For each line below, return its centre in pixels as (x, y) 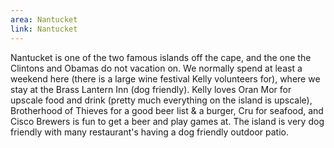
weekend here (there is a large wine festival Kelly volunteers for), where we (165, 78)
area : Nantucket (44, 19)
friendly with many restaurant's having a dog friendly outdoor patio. (149, 132)
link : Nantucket (44, 29)
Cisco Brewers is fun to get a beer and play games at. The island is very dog (167, 121)
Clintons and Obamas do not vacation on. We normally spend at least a (156, 68)
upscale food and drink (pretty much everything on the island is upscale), (161, 100)
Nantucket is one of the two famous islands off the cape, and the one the (161, 57)
